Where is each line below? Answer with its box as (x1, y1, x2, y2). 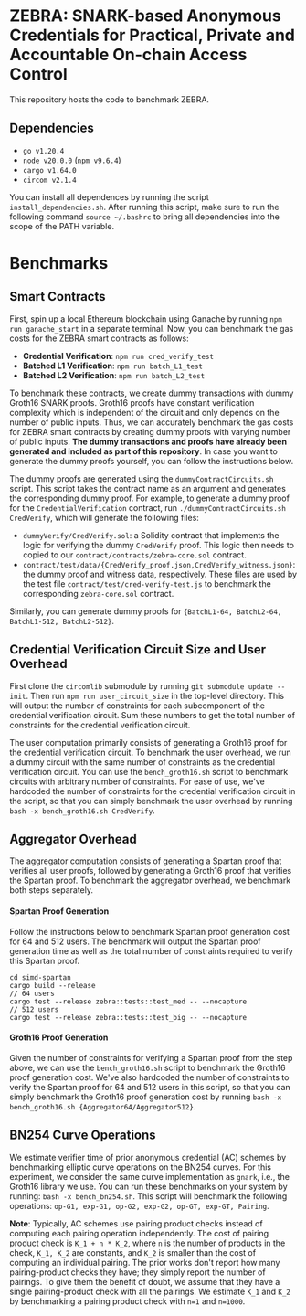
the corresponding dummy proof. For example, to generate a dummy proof (9, 493, 290, 504)
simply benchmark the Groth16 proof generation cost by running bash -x (9, 1091, 282, 1102)
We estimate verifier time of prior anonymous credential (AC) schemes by (9, 1151, 287, 1162)
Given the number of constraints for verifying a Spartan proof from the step (9, 1052, 293, 1063)
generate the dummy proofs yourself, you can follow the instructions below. (9, 455, 294, 466)
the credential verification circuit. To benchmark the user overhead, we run (9, 747, 291, 758)
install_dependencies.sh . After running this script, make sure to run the (9, 201, 280, 212)
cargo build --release (9, 981, 96, 990)
